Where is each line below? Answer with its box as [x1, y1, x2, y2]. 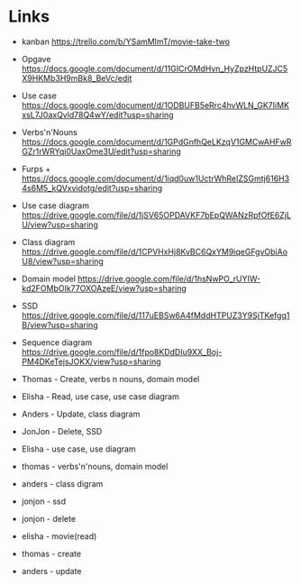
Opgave [21, 53, 51, 64]
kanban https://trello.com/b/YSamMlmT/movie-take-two [21, 36, 231, 47]
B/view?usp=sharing [21, 319, 98, 330]
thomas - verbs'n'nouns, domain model [21, 461, 169, 471]
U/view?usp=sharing [21, 219, 98, 230]
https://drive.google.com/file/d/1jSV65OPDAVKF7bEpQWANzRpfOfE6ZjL [21, 209, 292, 220]
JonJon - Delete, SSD [21, 425, 103, 436]
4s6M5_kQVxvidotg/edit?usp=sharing [21, 182, 163, 193]
